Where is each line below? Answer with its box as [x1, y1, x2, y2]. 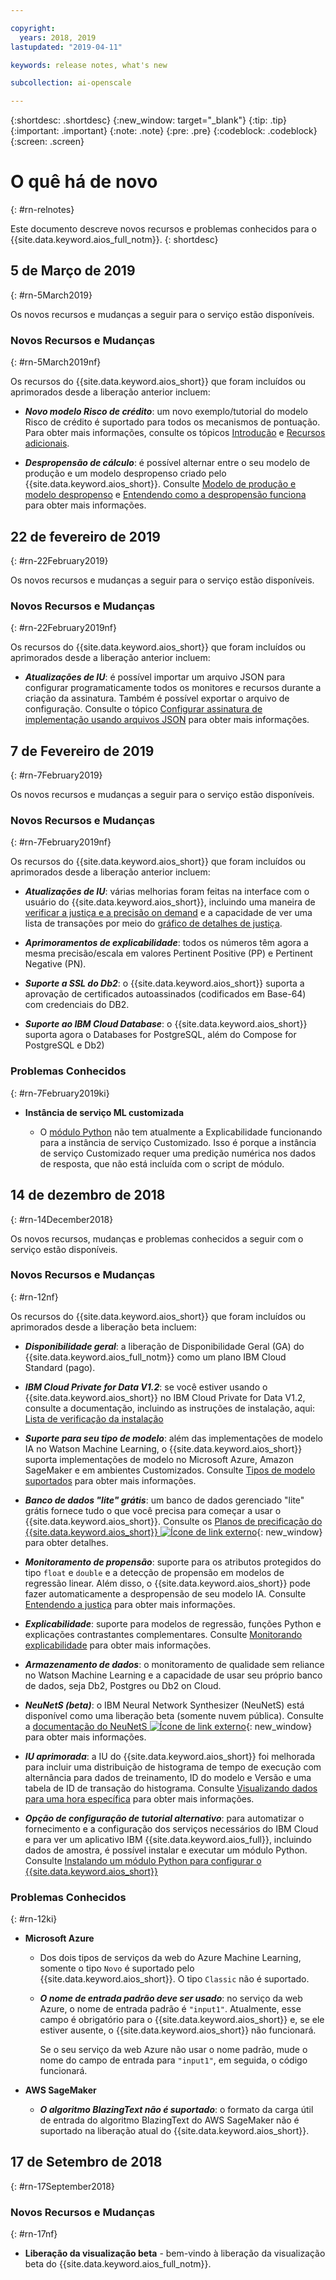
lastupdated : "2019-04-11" [10, 42, 123, 52]
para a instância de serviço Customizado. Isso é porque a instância [39, 1136, 317, 1148]
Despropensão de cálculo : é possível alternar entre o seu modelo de [24, 457, 311, 469]
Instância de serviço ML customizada [24, 1106, 185, 1118]
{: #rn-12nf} [10, 1291, 59, 1303]
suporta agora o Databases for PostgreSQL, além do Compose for [24, 1029, 297, 1041]
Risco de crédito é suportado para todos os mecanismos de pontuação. [24, 416, 321, 428]
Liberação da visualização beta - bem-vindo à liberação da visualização [24, 2247, 326, 2260]
